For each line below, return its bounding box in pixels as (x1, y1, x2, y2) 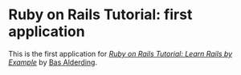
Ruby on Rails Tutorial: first (8, 6, 193, 24)
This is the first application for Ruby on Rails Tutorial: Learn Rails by (8, 49, 233, 58)
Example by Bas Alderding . (8, 57, 98, 67)
